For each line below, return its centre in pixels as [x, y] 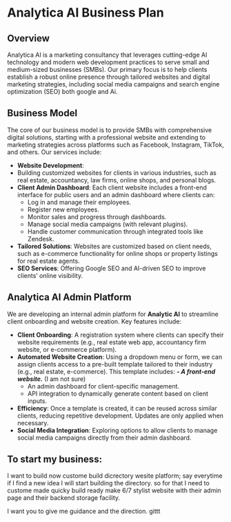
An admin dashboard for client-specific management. [103, 386]
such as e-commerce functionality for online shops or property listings [118, 253]
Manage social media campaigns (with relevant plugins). [108, 224]
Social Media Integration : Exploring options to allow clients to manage [117, 430]
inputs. [37, 401]
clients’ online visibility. [50, 275]
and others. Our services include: [54, 152]
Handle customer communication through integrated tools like [115, 231]
